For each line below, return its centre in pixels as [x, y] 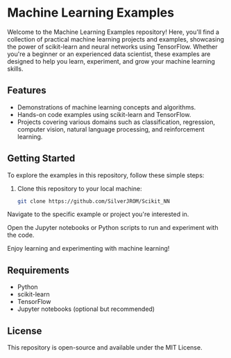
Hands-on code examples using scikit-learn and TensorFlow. [104, 114]
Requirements [38, 270]
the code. [21, 235]
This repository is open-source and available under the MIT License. [105, 348]
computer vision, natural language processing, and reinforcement [111, 129]
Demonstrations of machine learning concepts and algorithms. [106, 107]
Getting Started [41, 158]
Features [27, 90]
